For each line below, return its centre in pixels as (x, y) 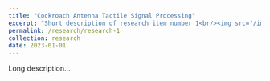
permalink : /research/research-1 (64, 30)
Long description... (39, 68)
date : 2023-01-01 (37, 46)
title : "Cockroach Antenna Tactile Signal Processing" (102, 16)
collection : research (45, 38)
